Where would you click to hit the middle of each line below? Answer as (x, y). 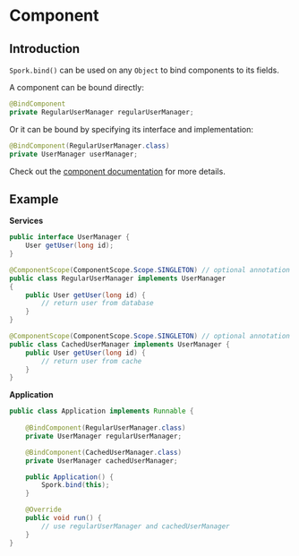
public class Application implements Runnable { (102, 411)
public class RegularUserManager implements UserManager (118, 278)
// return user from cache (92, 361)
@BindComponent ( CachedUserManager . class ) (103, 452)
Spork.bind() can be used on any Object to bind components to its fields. (144, 70)
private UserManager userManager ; (74, 154)
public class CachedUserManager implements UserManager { (120, 344)
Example (34, 199)
